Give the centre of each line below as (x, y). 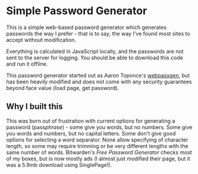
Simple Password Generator (77, 11)
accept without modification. (41, 40)
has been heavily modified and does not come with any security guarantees (99, 82)
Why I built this (34, 107)
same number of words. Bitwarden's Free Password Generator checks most (99, 152)
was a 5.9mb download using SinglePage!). (59, 165)
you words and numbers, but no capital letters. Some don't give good (91, 133)
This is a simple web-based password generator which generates (87, 27)
